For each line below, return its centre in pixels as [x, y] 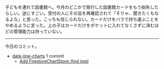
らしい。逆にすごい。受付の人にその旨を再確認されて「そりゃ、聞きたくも [80, 13]
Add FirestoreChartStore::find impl [54, 61]
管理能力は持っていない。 [39, 31]
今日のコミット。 [22, 46]
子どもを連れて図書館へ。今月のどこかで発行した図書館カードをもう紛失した [82, 7]
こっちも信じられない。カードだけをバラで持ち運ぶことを [101, 19]
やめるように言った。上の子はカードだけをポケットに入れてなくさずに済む [80, 25]
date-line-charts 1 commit [38, 56]
